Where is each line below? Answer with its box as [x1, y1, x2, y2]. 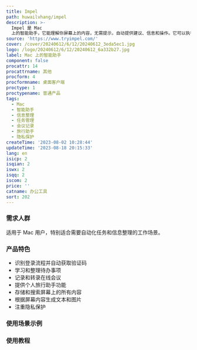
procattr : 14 [6, 63, 38, 69]
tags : [6, 96, 19, 101]
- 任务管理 [11, 118, 35, 124]
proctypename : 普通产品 [6, 90, 60, 96]
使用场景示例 [6, 319, 43, 327]
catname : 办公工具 [6, 188, 48, 194]
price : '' [6, 183, 30, 189]
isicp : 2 [6, 156, 28, 162]
